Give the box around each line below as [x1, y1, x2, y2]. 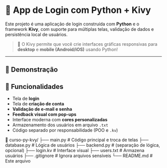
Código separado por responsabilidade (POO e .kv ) [12, 127, 118, 133]
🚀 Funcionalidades [5, 82, 64, 91]
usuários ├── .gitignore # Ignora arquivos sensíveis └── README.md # [5, 153, 153, 159]
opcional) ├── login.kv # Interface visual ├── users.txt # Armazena [5, 148, 145, 154]
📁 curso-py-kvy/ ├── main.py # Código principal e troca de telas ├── [5, 137, 149, 143]
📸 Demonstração [5, 66, 58, 74]
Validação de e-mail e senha [12, 106, 73, 112]
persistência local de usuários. [5, 31, 68, 37]
